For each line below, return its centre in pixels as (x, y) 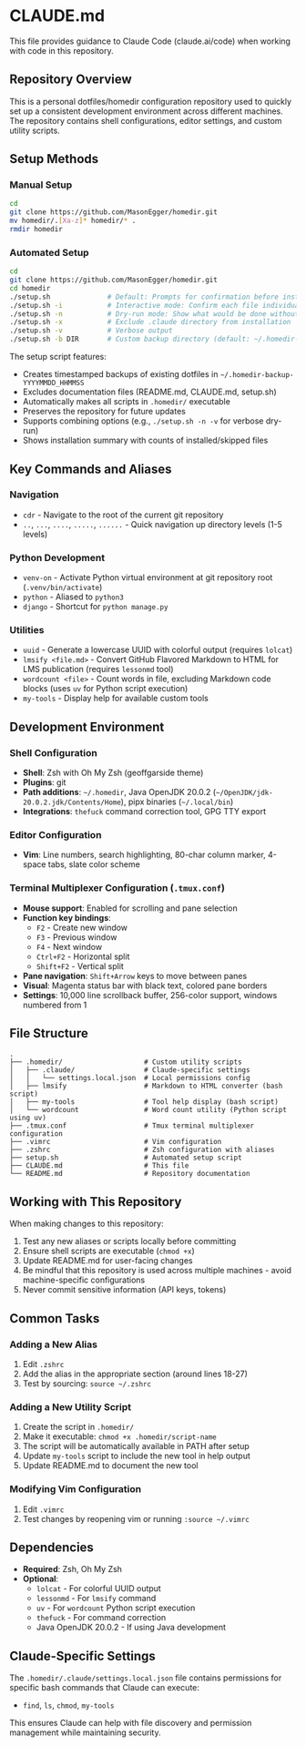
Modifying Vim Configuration (76, 1489)
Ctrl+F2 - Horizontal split (83, 956)
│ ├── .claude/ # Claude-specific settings (130, 1070)
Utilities (27, 630)
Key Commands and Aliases (91, 469)
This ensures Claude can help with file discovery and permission (131, 1723)
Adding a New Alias (54, 1344)
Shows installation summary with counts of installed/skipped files (145, 440)
